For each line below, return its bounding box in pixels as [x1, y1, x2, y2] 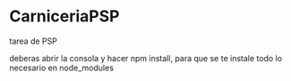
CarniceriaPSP [9, 6, 120, 27]
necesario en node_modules [9, 62, 115, 73]
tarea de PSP [9, 36, 58, 46]
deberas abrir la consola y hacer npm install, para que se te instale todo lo [9, 53, 283, 63]
